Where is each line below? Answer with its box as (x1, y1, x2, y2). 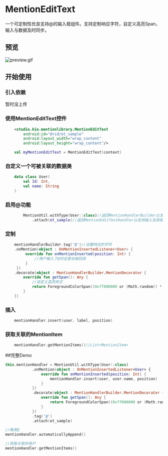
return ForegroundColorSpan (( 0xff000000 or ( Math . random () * (31, 284, 162, 289)
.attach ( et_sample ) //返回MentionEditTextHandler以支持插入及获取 (31, 217, 163, 223)
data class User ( (14, 174, 50, 179)
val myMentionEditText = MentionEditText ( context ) (14, 150, 122, 155)
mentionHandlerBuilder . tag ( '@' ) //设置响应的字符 (14, 242, 112, 247)
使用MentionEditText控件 (5, 115, 67, 122)
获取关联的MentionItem (5, 330, 62, 337)
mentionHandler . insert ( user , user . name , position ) (49, 376, 157, 381)
